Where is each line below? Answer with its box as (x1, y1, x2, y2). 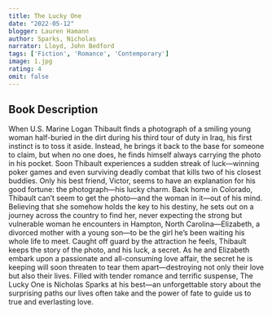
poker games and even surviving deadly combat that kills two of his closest (8, 168, 261, 177)
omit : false (8, 72, 49, 81)
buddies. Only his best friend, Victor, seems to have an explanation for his (8, 176, 257, 186)
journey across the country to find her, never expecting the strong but (8, 211, 243, 221)
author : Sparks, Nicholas (8, 34, 96, 43)
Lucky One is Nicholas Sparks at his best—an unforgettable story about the (8, 280, 261, 290)
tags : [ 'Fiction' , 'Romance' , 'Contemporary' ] (8, 50, 169, 58)
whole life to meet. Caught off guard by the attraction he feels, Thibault (8, 237, 247, 247)
